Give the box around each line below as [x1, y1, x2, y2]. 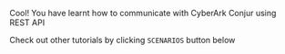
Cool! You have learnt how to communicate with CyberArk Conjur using [9, 8, 277, 18]
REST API [9, 17, 46, 28]
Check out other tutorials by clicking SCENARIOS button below [9, 35, 236, 45]
